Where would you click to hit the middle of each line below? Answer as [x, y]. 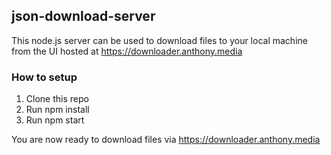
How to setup [44, 77]
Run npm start [55, 120]
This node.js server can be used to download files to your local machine [159, 40]
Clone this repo [57, 99]
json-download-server [83, 16]
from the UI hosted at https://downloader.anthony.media [127, 51]
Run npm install [57, 110]
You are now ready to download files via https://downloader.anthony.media [166, 140]
